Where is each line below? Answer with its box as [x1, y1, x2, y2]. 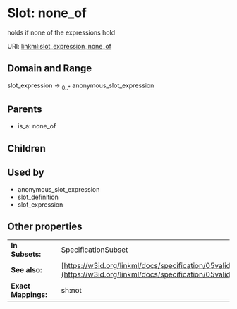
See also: [11, 265, 42, 275]
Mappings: [11, 290, 48, 300]
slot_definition [17, 193, 59, 201]
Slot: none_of [7, 5, 87, 21]
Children [7, 143, 46, 154]
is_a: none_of [17, 122, 56, 131]
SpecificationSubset [61, 245, 128, 255]
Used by [7, 166, 44, 178]
